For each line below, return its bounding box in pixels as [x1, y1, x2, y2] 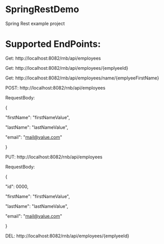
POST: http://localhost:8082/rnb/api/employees [5, 85, 106, 91]
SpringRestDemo [5, 4, 79, 15]
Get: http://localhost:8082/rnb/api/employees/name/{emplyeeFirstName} [5, 75, 159, 81]
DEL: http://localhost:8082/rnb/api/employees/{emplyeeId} [5, 233, 129, 239]
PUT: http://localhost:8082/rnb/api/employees [5, 154, 103, 160]
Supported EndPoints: [5, 38, 101, 50]
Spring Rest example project [5, 20, 65, 26]
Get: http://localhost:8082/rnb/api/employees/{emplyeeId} [5, 65, 129, 71]
